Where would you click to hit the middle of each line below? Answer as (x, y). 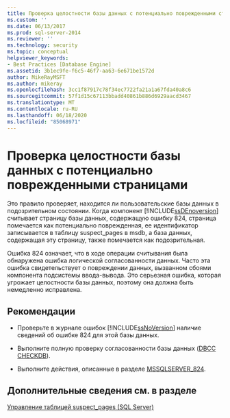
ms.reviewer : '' (30, 39)
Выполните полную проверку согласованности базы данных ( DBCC (116, 348)
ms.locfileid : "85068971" (44, 122)
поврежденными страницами (98, 185)
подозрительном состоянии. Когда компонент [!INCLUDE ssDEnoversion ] (113, 211)
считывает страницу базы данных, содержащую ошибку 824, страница (112, 218)
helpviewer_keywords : (38, 58)
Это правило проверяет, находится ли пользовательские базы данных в (113, 204)
